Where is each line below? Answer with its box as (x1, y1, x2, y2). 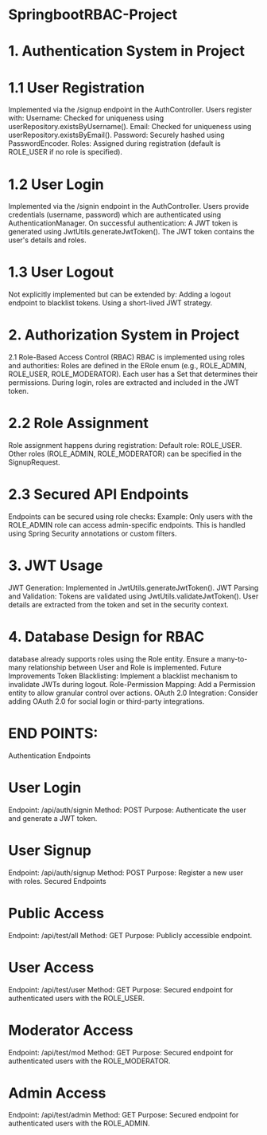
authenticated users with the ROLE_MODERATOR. (8, 1056, 171, 1066)
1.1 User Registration (8, 78, 145, 96)
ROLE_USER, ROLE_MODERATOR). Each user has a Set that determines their (8, 369, 258, 379)
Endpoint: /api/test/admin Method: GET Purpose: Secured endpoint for (8, 1110, 239, 1120)
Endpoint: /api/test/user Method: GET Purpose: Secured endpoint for (8, 984, 234, 994)
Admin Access (8, 1084, 106, 1102)
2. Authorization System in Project (8, 326, 240, 344)
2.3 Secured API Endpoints (8, 485, 189, 504)
